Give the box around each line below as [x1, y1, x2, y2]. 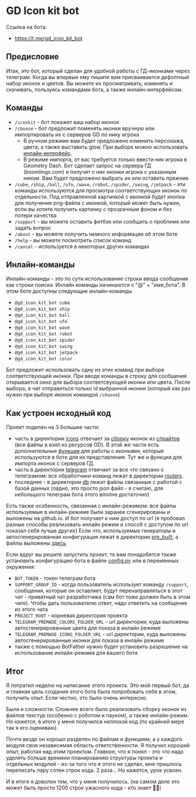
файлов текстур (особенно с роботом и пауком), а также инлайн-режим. [6, 712, 189, 719]
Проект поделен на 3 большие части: [6, 424, 100, 431]
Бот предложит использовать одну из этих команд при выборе [6, 366, 165, 373]
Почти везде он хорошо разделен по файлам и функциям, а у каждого [6, 736, 183, 743]
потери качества [14, 212, 57, 219]
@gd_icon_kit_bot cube [14, 300, 70, 306]
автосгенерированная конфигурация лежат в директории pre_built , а [6, 534, 178, 541]
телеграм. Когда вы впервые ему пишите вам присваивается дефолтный [6, 73, 190, 80]
